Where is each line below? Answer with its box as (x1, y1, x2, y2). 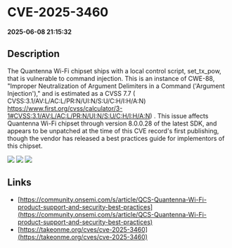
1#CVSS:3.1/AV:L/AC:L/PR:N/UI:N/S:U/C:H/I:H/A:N (7, 111, 150, 120)
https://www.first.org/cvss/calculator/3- (7, 104, 123, 113)
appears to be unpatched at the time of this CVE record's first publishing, (7, 126, 219, 135)
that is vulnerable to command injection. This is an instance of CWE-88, (7, 74, 215, 82)
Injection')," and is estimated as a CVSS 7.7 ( (7, 89, 136, 97)
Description (7, 48, 60, 60)
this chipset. (7, 142, 43, 150)
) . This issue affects (150, 111, 209, 120)
